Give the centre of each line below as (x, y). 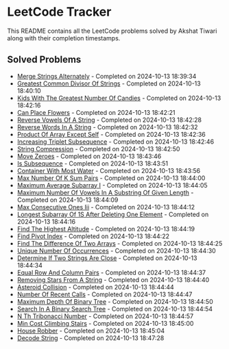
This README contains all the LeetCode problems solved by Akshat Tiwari (112, 31)
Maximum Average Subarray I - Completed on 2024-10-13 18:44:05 (112, 185)
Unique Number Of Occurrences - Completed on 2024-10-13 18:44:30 (116, 250)
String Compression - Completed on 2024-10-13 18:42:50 (98, 148)
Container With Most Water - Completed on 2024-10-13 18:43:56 (109, 170)
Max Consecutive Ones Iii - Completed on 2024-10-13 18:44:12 (106, 207)
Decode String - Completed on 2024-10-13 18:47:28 (91, 338)
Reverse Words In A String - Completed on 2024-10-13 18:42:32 (107, 127)
